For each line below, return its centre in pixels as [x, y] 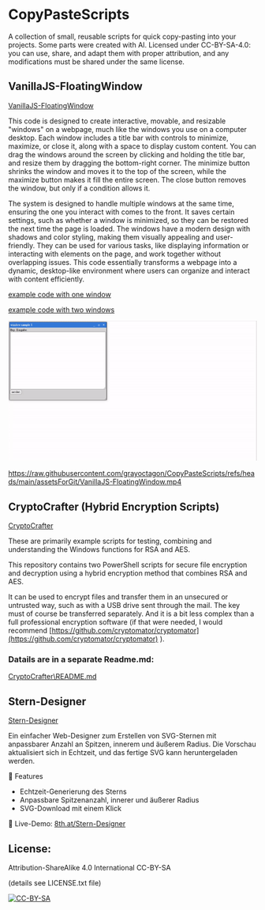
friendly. [22, 245]
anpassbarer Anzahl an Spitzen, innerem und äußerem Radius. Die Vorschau [132, 744]
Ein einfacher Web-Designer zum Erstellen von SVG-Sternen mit [112, 736]
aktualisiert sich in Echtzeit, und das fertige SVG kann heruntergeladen [123, 753]
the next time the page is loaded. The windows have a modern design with [129, 228]
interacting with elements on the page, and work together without [114, 254]
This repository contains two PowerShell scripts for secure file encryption [128, 565]
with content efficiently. [47, 279]
